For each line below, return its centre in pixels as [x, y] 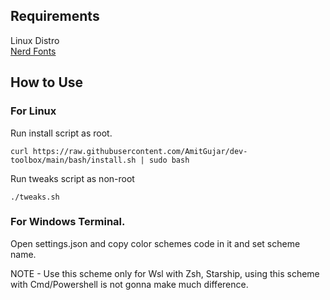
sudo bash [169, 160]
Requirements [55, 16]
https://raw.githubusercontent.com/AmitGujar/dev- [140, 151]
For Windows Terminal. [68, 222]
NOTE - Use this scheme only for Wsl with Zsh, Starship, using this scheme [165, 273]
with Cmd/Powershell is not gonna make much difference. [129, 284]
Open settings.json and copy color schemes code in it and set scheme [155, 243]
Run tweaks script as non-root [72, 178]
